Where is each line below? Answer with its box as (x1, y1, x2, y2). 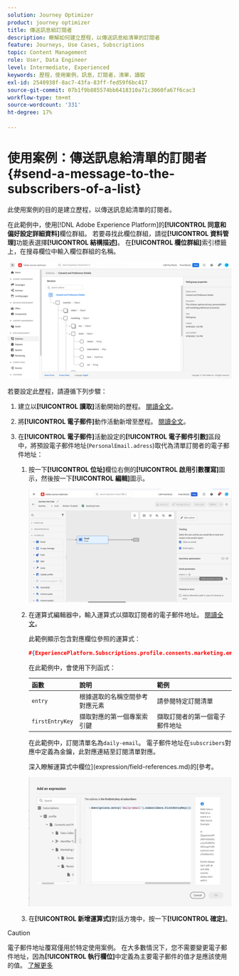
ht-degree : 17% (7, 109, 53, 117)
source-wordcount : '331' (7, 102, 81, 109)
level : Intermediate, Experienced (7, 64, 110, 71)
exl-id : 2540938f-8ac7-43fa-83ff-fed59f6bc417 (7, 79, 148, 86)
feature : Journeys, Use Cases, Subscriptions (7, 41, 144, 49)
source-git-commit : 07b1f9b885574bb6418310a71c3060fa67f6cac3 (7, 86, 196, 94)
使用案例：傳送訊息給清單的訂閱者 (7, 150, 208, 166)
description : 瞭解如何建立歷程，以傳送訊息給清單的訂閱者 (7, 34, 160, 41)
